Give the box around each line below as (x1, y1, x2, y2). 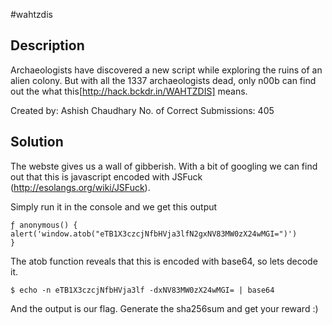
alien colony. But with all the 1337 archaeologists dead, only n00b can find (10, 74, 317, 86)
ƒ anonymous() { (10, 220, 78, 230)
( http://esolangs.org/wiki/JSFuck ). (10, 181, 151, 193)
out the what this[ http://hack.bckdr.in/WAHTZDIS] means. (10, 85, 248, 97)
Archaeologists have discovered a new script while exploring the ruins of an (10, 64, 323, 76)
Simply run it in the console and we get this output (10, 200, 218, 213)
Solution (10, 134, 64, 151)
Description (10, 37, 85, 54)
